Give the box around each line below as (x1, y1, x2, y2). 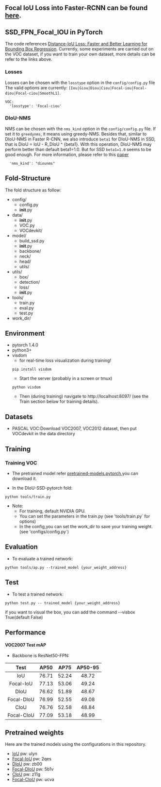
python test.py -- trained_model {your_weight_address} (5, 600, 120, 605)
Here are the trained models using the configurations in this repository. (5, 741, 146, 747)
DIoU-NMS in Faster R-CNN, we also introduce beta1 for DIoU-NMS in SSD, (5, 136, 156, 142)
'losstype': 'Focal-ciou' (9, 103, 62, 108)
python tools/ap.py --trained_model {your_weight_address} (5, 565, 127, 570)
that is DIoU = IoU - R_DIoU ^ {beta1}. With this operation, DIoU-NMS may (5, 141, 152, 147)
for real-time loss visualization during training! (19, 358, 112, 363)
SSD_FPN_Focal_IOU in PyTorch (5, 28, 103, 36)
